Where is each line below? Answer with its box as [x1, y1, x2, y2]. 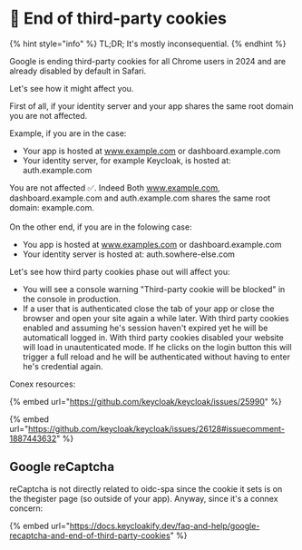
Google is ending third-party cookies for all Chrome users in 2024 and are [9, 55, 287, 66]
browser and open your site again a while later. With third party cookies [22, 312, 290, 323]
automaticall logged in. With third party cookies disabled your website [22, 331, 284, 343]
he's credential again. [22, 360, 103, 371]
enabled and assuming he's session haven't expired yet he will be [22, 322, 268, 333]
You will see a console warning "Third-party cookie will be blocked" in [22, 283, 286, 294]
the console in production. [22, 293, 121, 304]
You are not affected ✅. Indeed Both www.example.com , [9, 182, 220, 193]
